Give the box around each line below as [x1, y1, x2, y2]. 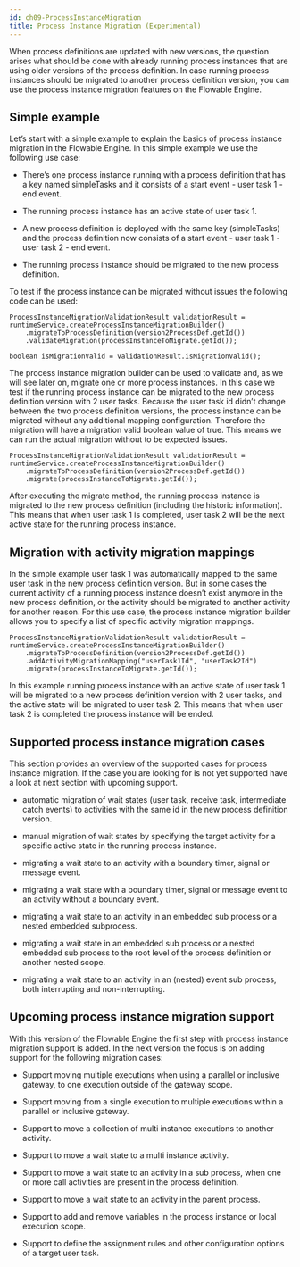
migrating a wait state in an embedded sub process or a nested [21, 938, 255, 948]
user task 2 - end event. [21, 242, 111, 253]
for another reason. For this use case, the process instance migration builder [9, 606, 291, 617]
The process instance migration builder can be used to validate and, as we [9, 368, 284, 379]
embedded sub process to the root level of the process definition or [21, 947, 271, 958]
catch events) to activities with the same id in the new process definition [21, 804, 288, 814]
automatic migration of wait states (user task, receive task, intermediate [21, 794, 287, 804]
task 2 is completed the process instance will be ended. [9, 709, 214, 720]
